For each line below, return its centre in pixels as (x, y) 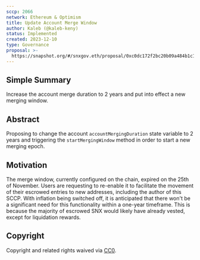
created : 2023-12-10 (32, 39)
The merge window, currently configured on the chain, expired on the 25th (98, 180)
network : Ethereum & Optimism (44, 17)
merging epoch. (26, 146)
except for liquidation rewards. (44, 217)
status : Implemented (32, 34)
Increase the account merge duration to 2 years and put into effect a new (96, 94)
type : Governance (28, 45)
